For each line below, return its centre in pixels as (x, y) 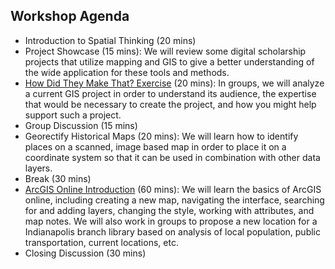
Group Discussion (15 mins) (81, 125)
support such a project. (73, 115)
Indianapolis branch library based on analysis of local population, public (172, 231)
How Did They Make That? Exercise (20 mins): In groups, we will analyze (174, 83)
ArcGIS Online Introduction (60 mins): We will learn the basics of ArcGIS (173, 189)
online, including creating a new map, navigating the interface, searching (174, 200)
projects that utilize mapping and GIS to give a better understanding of (169, 61)
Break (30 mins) (58, 178)
